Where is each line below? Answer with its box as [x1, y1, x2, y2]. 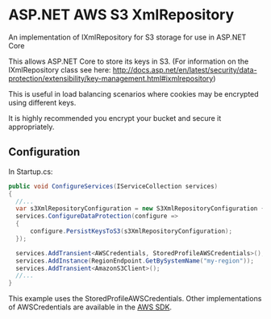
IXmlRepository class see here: [8, 64, 111, 74]
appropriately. [8, 122, 55, 131]
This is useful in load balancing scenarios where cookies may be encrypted [8, 89, 260, 98]
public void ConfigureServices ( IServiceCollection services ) [8, 182, 219, 190]
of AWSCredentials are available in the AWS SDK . [8, 302, 172, 312]
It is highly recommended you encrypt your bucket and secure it [8, 113, 222, 122]
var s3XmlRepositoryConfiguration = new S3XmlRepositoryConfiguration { [15, 205, 265, 213]
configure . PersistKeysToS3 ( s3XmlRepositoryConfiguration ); [29, 227, 232, 235]
